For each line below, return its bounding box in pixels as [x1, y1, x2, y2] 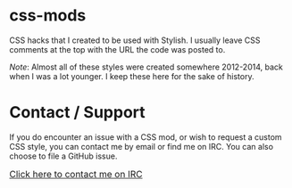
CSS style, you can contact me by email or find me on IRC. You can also [9, 141, 274, 151]
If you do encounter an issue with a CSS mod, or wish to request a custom [9, 131, 283, 143]
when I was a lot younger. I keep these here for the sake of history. [9, 70, 254, 81]
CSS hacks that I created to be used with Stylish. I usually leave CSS [9, 35, 261, 45]
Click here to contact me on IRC [9, 168, 143, 180]
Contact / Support [9, 102, 146, 123]
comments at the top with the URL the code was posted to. [9, 44, 226, 54]
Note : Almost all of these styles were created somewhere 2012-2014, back [9, 61, 283, 72]
